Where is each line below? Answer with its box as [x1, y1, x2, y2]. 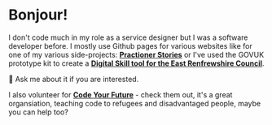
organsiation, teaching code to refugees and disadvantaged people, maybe [8, 98, 261, 108]
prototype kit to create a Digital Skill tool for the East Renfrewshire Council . [8, 58, 265, 68]
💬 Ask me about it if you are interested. [8, 74, 139, 84]
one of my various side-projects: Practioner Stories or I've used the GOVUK [8, 50, 265, 59]
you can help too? [8, 107, 69, 117]
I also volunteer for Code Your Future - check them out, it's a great [8, 89, 233, 99]
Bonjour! [8, 6, 68, 24]
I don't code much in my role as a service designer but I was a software [8, 32, 248, 42]
